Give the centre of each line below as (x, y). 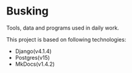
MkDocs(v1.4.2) (35, 64)
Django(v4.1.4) (33, 51)
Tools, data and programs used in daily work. (63, 28)
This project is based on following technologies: (66, 39)
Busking (27, 11)
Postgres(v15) (33, 57)
